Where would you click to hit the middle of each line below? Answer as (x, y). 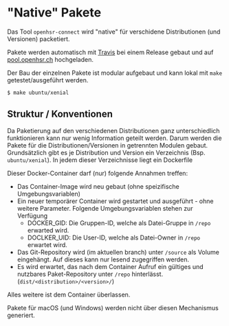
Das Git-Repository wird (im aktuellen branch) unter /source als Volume (118, 252)
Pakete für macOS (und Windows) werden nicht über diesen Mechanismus (113, 307)
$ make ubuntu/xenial (38, 93)
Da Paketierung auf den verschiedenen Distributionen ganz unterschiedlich (113, 130)
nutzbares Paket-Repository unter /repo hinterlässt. (90, 274)
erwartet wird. (47, 244)
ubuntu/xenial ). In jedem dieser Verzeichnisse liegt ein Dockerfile (100, 160)
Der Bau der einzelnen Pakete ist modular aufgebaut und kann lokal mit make (115, 73)
